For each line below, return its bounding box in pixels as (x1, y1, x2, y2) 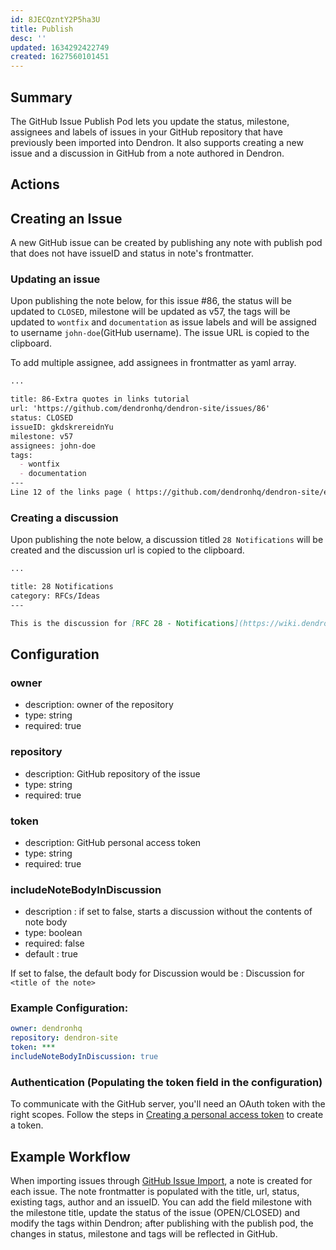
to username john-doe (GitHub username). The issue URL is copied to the (10, 327, 310, 339)
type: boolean (24, 927, 83, 939)
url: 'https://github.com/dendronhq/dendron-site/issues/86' (10, 404, 271, 414)
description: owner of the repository (24, 699, 174, 711)
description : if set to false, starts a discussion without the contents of (24, 906, 313, 918)
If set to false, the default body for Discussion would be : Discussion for (10, 967, 305, 980)
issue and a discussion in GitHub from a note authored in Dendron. (10, 147, 285, 159)
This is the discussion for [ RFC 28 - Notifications (10, 618, 235, 628)
